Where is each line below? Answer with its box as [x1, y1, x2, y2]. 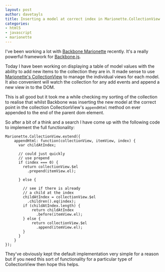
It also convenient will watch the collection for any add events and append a [5, 79, 160, 85]
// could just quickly [18, 151, 65, 156]
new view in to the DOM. [5, 84, 55, 90]
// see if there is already [23, 186, 81, 191]
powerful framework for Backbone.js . [5, 53, 81, 59]
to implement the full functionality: [5, 124, 75, 130]
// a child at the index [23, 190, 74, 195]
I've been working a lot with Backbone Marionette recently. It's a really [5, 48, 149, 54]
